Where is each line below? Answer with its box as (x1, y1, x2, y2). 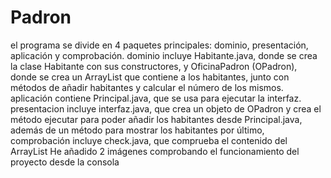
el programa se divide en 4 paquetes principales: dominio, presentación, (10, 39, 309, 51)
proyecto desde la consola (10, 156, 120, 168)
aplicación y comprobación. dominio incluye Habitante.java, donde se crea (10, 49, 318, 61)
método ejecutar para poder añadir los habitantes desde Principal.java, (10, 113, 303, 125)
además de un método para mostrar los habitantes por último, (10, 124, 265, 136)
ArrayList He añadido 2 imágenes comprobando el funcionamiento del (10, 145, 300, 157)
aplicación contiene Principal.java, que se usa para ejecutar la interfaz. (10, 92, 302, 104)
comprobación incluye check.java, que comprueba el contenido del (10, 134, 288, 146)
